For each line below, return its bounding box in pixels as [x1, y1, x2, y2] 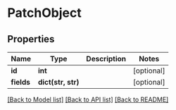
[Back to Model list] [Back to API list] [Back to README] [7, 95, 169, 104]
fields [11, 78, 30, 87]
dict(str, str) [37, 78, 80, 87]
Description [86, 54, 127, 63]
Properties [7, 33, 55, 45]
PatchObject [7, 5, 82, 21]
